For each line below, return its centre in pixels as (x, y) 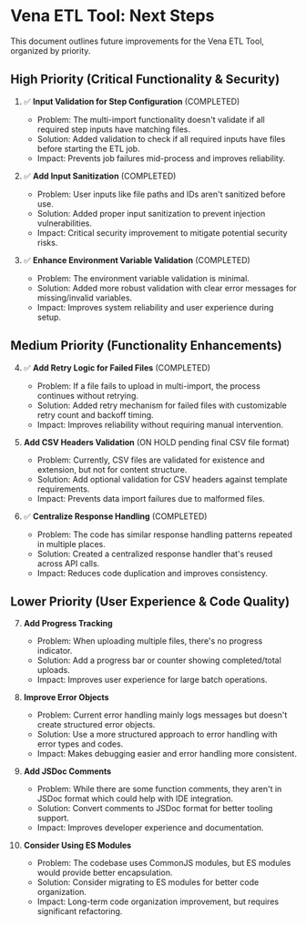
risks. (47, 242)
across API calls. (68, 563)
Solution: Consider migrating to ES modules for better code (148, 882)
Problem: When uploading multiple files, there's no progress (150, 641)
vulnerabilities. (64, 223)
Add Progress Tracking (68, 624)
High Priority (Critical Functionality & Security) (145, 80)
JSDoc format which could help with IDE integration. (135, 799)
